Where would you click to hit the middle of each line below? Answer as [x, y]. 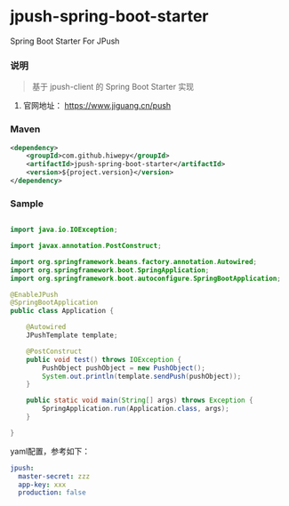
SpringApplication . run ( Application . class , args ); [136, 409]
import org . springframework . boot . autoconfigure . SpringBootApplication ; [145, 278]
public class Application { [62, 311]
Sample [27, 204]
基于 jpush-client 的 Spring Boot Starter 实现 [113, 87]
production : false [52, 493]
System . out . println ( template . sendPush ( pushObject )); [142, 376]
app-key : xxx [42, 485]
